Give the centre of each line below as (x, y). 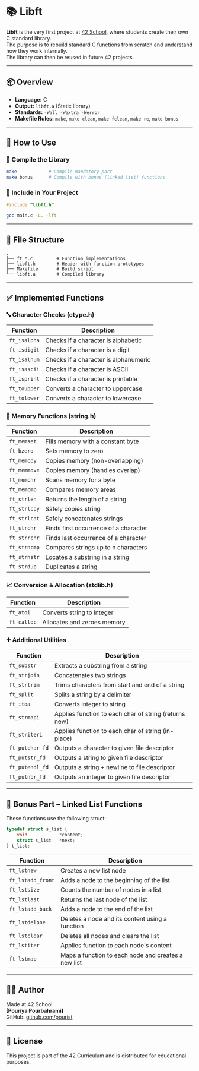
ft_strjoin (24, 675)
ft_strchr (23, 528)
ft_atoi (20, 613)
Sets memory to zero (74, 451)
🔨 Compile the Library (38, 160)
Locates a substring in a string (87, 557)
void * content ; (50, 835)
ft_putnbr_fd (28, 777)
